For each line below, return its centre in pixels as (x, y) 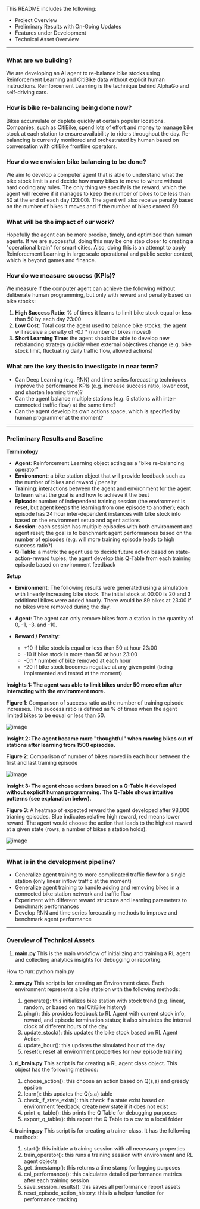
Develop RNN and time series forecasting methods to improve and (96, 913)
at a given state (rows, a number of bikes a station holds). (76, 829)
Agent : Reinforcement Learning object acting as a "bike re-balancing (99, 463)
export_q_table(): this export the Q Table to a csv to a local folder (103, 1119)
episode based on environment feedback (65, 565)
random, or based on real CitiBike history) (75, 1007)
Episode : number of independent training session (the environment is (100, 502)
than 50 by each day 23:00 (48, 319)
